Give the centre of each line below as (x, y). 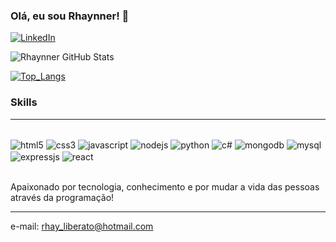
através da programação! (62, 197)
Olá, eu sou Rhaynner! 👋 (70, 16)
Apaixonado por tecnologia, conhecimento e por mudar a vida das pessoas (165, 186)
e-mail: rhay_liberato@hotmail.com (82, 226)
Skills (24, 102)
